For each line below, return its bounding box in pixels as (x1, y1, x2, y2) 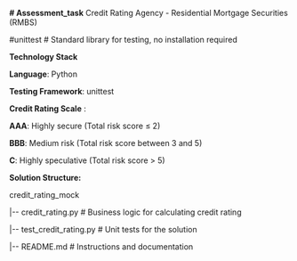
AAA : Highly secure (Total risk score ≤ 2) (9, 120, 161, 131)
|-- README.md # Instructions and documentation (9, 241, 194, 252)
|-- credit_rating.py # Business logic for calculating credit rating (9, 207, 242, 217)
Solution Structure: (9, 173, 82, 183)
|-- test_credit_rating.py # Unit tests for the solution (9, 224, 197, 234)
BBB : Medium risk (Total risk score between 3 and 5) (9, 138, 203, 148)
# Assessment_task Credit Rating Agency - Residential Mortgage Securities (9, 8, 289, 18)
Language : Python (9, 69, 78, 79)
